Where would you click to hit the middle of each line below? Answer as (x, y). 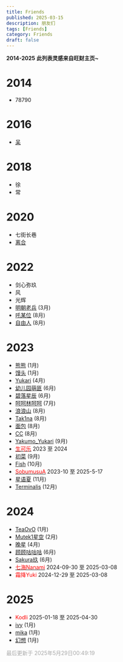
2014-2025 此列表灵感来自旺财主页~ (52, 58)
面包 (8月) (28, 426)
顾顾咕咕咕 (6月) (35, 552)
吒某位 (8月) (30, 315)
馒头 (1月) (27, 373)
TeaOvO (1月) (32, 529)
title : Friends (25, 12)
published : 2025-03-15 (35, 18)
